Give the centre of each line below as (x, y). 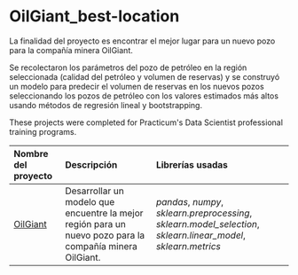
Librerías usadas (192, 164)
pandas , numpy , (190, 201)
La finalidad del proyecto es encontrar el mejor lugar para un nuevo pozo (142, 41)
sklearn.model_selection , (208, 224)
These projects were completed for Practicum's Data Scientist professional (146, 122)
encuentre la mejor (104, 213)
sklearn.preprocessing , (204, 213)
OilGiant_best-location (94, 16)
